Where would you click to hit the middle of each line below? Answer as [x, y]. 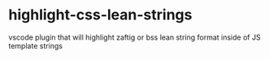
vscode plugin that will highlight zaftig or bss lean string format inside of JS [135, 37]
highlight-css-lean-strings [100, 15]
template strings [36, 45]
